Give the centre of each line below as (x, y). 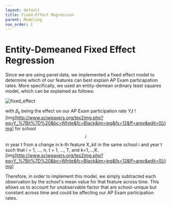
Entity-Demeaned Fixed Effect (70, 50)
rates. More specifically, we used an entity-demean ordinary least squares (83, 86)
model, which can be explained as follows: (50, 91)
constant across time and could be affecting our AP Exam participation (80, 192)
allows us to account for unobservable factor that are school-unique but (81, 187)
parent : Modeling (24, 19)
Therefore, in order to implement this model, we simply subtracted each (81, 176)
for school (26, 128)
